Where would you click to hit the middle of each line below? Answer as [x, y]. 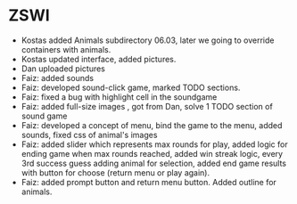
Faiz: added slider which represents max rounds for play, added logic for [154, 144]
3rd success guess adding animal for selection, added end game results [154, 163]
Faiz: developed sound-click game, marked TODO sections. [131, 87]
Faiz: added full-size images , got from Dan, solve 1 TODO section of [147, 106]
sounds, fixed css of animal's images [89, 135]
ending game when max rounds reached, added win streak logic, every [152, 153]
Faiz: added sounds [58, 78]
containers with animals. [66, 49]
